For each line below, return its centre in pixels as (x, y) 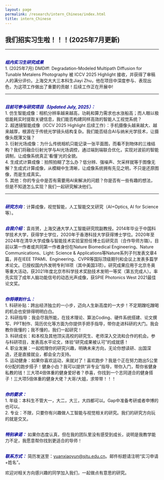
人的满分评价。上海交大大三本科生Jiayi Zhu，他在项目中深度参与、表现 (76, 81)
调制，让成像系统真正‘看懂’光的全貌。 (43, 156)
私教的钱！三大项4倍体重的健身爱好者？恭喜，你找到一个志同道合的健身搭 (79, 373)
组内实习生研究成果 (24, 62)
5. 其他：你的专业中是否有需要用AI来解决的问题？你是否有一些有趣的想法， (80, 180)
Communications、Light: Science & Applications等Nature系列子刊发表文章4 (81, 253)
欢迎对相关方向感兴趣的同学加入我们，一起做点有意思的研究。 (67, 473)
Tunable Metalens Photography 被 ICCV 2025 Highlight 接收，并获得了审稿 (80, 74)
